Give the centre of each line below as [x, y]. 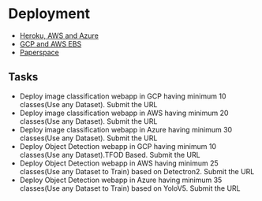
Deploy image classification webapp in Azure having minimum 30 [126, 129]
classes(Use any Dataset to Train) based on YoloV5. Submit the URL [130, 188]
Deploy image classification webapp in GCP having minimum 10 [123, 96]
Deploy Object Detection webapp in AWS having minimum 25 [119, 163]
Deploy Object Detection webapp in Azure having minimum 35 [121, 180]
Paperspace [39, 52]
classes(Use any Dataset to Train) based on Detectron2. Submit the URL [137, 171]
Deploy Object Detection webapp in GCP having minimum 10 [118, 146]
